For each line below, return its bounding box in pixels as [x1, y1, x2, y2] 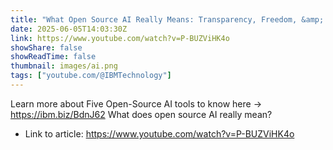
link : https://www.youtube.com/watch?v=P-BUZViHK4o [10, 33, 230, 43]
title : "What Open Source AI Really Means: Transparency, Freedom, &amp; [10, 14, 325, 25]
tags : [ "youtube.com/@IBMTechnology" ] [10, 71, 172, 81]
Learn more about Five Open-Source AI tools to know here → [10, 97, 262, 110]
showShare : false [10, 42, 83, 53]
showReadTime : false [10, 52, 97, 62]
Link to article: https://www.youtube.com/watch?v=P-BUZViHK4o [24, 127, 295, 140]
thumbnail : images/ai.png [10, 61, 118, 71]
